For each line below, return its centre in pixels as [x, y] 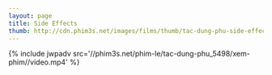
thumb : [19, 31]
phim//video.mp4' [38, 62]
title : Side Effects [43, 23]
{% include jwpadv [40, 54]
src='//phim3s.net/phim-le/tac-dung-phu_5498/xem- [161, 54]
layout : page [30, 16]
